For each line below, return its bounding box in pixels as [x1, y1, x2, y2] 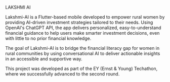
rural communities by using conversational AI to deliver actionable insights [5, 50, 160, 56]
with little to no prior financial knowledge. [5, 35, 92, 41]
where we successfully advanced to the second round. [5, 71, 120, 77]
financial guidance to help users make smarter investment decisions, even [5, 30, 160, 36]
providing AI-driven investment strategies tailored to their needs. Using [5, 20, 153, 25]
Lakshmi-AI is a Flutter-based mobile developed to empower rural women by [5, 14, 165, 20]
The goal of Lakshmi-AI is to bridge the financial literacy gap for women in [5, 45, 160, 51]
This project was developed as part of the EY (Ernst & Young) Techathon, [5, 65, 158, 71]
